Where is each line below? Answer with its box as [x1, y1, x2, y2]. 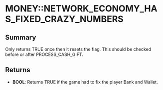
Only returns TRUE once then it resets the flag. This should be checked [5, 46, 152, 52]
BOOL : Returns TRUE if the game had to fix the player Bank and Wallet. [12, 79, 158, 85]
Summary [5, 33, 36, 42]
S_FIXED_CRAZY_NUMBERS [5, 13, 124, 25]
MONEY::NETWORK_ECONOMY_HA [5, 3, 158, 14]
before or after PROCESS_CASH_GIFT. [5, 51, 84, 57]
